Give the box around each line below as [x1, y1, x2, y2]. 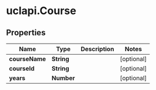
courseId [9, 65, 35, 72]
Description [80, 45, 115, 53]
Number [51, 74, 75, 82]
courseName [9, 55, 46, 63]
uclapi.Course [6, 4, 77, 18]
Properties [6, 28, 46, 38]
